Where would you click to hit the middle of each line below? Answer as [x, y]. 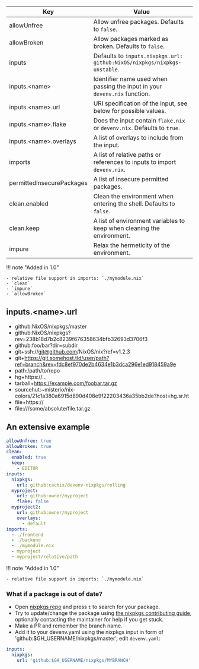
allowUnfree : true [29, 441]
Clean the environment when [133, 196]
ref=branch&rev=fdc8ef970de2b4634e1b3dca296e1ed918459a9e [95, 364]
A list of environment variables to [139, 221]
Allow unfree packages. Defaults [139, 22]
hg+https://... [31, 377]
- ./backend [26, 540]
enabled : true [29, 457]
